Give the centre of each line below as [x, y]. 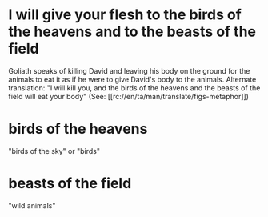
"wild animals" [32, 205]
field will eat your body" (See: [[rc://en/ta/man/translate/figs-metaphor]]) [129, 96]
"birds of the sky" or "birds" [54, 151]
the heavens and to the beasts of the [132, 32]
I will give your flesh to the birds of [125, 15]
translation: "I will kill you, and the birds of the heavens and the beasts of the [134, 88]
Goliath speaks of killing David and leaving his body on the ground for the [129, 70]
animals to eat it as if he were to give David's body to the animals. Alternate [132, 79]
